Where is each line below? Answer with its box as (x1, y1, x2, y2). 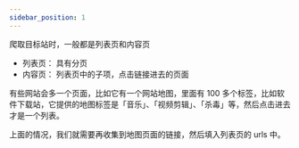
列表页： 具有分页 (21, 57, 87, 68)
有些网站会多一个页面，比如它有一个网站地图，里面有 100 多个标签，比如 (9, 87, 278, 98)
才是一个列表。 (9, 110, 64, 120)
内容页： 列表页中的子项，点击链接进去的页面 (21, 69, 189, 79)
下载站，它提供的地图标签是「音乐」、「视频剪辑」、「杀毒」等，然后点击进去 (16, 99, 291, 110)
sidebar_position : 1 (9, 12, 87, 22)
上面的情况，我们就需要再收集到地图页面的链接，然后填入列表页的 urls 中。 (9, 128, 286, 139)
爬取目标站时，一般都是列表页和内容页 (9, 38, 150, 49)
